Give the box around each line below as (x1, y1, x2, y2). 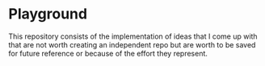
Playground (8, 5, 87, 23)
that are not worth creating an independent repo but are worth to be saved (8, 39, 256, 49)
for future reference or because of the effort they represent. (8, 48, 208, 58)
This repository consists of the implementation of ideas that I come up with (8, 31, 258, 41)
